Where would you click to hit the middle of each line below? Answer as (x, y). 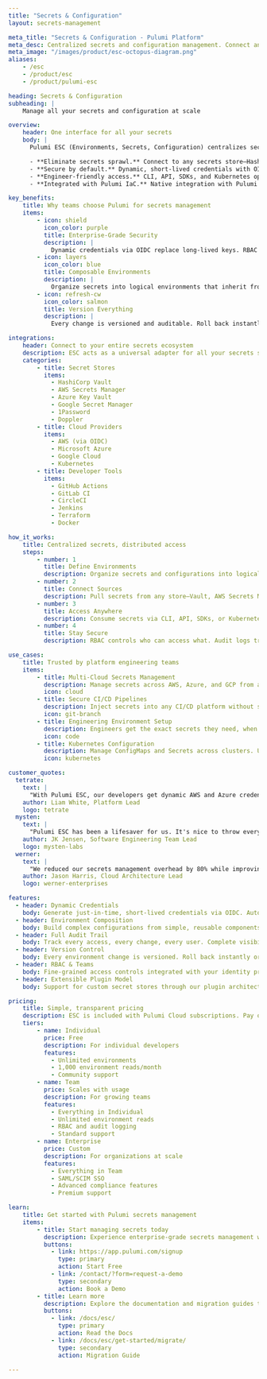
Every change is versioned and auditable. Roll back (139, 324)
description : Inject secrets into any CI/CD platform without (149, 707)
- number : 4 (57, 626)
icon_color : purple (76, 227)
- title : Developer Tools (80, 471)
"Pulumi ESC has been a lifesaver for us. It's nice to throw (134, 832)
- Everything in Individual (97, 1112)
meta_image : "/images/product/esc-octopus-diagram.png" (103, 52)
